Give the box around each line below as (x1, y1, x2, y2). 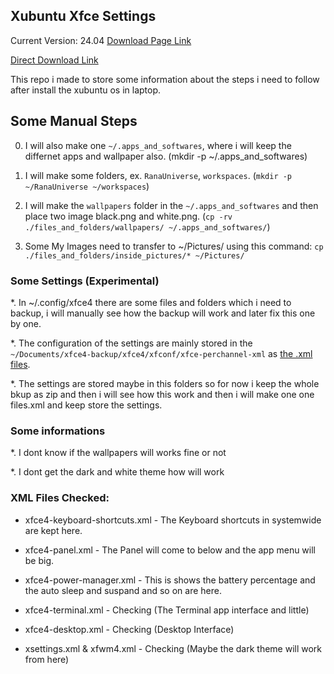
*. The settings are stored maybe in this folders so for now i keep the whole (10, 377, 320, 389)
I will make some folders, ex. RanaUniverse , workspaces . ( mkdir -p (24, 169, 293, 181)
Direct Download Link (10, 54, 99, 66)
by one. (10, 317, 42, 329)
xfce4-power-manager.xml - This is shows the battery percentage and (24, 574, 316, 586)
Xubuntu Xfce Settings (10, 8, 157, 25)
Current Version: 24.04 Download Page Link (10, 34, 192, 46)
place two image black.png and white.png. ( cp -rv (24, 210, 233, 222)
